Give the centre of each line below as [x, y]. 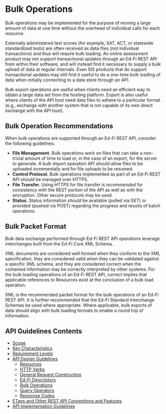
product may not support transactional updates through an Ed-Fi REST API [81, 59]
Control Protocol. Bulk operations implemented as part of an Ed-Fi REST [86, 174]
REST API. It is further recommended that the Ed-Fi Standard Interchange [80, 300]
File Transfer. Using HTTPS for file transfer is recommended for [78, 184]
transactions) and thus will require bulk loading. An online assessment [77, 54]
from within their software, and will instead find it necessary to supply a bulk [83, 64]
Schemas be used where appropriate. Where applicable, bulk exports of [79, 305]
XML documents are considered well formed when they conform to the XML [83, 253]
